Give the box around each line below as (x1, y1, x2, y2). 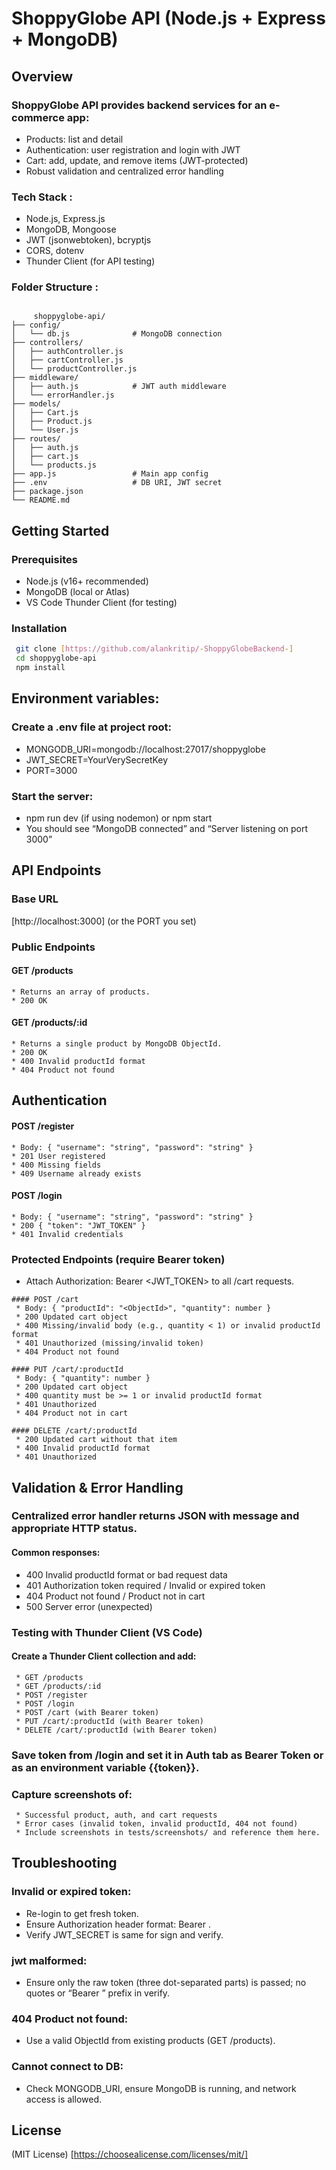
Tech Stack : (11, 190, 73, 204)
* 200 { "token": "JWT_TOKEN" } (11, 1220, 146, 1231)
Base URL (11, 892, 59, 906)
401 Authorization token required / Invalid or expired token (25, 1579, 266, 1591)
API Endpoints (11, 862, 102, 879)
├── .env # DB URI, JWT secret (11, 478, 223, 488)
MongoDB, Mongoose (25, 223, 117, 236)
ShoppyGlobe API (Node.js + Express (11, 7, 326, 30)
